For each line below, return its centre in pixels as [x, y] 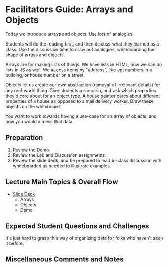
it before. [15, 243]
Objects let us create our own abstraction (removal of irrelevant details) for [83, 85]
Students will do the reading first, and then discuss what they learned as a [82, 43]
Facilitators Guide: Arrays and [69, 9]
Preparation [24, 138]
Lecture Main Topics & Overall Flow [62, 182]
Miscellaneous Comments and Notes [64, 259]
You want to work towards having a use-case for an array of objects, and [81, 116]
